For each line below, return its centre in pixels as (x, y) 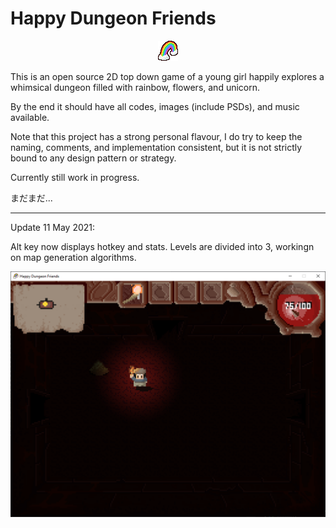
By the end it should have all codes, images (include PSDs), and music (155, 106)
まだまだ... (31, 198)
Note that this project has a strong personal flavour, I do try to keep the (156, 136)
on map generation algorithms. (73, 257)
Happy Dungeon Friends (113, 18)
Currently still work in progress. (75, 177)
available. (30, 117)
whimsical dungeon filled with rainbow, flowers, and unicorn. (135, 87)
